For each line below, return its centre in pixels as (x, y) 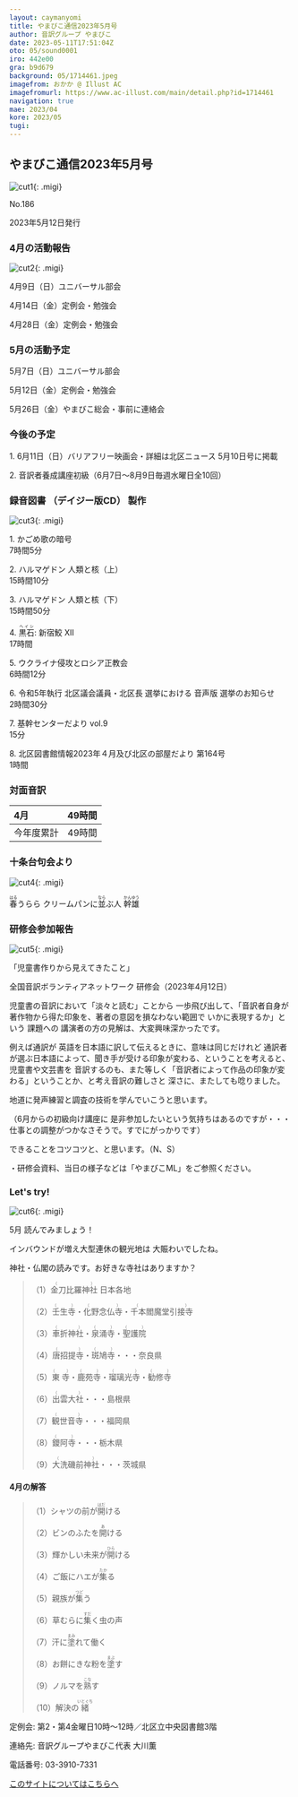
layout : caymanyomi (46, 17)
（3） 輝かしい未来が (69, 1555)
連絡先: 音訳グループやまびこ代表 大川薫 (83, 1746)
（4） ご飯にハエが (65, 1577)
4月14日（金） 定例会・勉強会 (63, 306)
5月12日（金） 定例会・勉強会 (63, 390)
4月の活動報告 (40, 247)
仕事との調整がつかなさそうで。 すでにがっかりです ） (107, 1129)
